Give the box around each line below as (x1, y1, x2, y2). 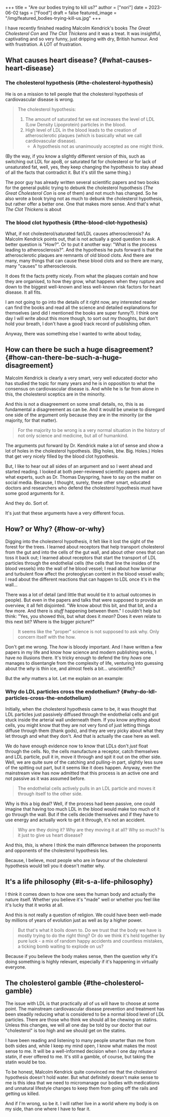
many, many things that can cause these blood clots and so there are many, (5, 257, 163, 264)
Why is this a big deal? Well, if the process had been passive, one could (5, 800, 155, 807)
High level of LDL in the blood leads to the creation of (25, 127, 137, 133)
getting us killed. (5, 1090, 40, 1097)
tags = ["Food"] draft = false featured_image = (19, 10, 117, 16)
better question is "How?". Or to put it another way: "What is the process (5, 241, 157, 247)
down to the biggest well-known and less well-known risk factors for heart (5, 283, 161, 290)
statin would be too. (5, 1059, 47, 1065)
